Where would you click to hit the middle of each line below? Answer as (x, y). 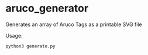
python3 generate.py (31, 46)
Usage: (14, 35)
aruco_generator (47, 8)
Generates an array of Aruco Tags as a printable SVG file (74, 24)
